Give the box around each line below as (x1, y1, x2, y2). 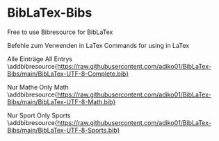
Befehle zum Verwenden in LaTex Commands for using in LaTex (7, 41, 190, 49)
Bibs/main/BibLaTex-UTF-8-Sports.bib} (7, 126, 120, 134)
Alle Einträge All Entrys (7, 54, 73, 63)
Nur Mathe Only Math (7, 83, 70, 91)
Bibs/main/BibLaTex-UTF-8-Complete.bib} (7, 69, 129, 78)
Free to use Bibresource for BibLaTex (7, 28, 113, 36)
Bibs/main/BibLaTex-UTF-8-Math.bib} (7, 97, 116, 106)
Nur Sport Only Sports (7, 111, 71, 119)
